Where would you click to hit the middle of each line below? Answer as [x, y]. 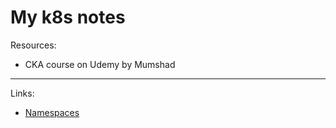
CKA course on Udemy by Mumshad [100, 64]
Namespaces [52, 112]
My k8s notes [68, 17]
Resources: [33, 45]
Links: [22, 93]
